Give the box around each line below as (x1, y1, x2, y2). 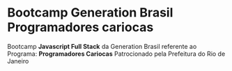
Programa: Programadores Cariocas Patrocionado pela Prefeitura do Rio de (7, 50, 226, 58)
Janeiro (7, 57, 29, 65)
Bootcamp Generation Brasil (7, 5, 173, 21)
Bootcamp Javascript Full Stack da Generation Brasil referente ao (7, 42, 197, 50)
